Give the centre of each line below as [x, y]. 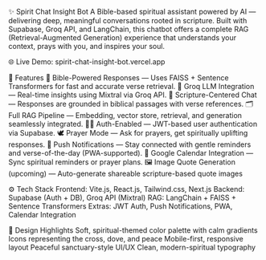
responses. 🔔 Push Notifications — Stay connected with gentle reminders [130, 144]
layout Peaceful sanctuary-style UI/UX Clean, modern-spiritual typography [132, 247]
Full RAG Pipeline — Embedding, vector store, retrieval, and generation [125, 115]
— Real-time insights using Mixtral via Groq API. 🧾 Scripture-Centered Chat [133, 95]
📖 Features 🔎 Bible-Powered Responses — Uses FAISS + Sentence [119, 78]
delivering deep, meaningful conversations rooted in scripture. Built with [128, 20]
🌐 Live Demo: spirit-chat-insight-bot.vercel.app [87, 62]
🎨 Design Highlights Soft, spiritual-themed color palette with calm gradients [133, 230]
